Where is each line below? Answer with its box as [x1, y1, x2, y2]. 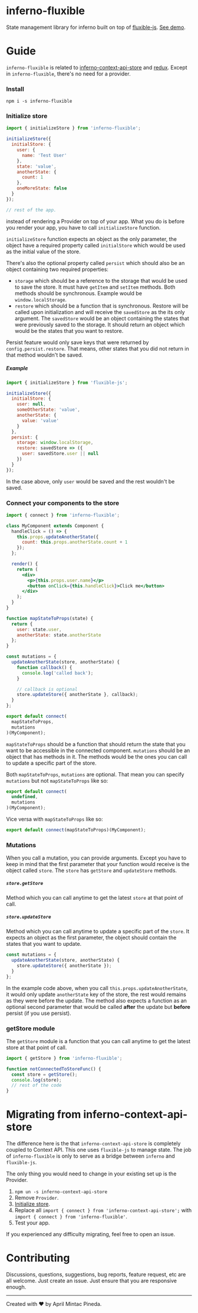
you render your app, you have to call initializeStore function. [6, 224, 161, 231]
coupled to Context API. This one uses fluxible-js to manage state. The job [6, 1147, 192, 1154]
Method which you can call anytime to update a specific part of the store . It [6, 928, 190, 935]
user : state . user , [16, 626, 62, 632]
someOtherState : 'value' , [16, 407, 81, 413]
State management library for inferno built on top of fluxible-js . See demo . [6, 24, 186, 31]
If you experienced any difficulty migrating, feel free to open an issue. [6, 1231, 176, 1238]
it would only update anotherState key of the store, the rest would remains [6, 991, 187, 998]
